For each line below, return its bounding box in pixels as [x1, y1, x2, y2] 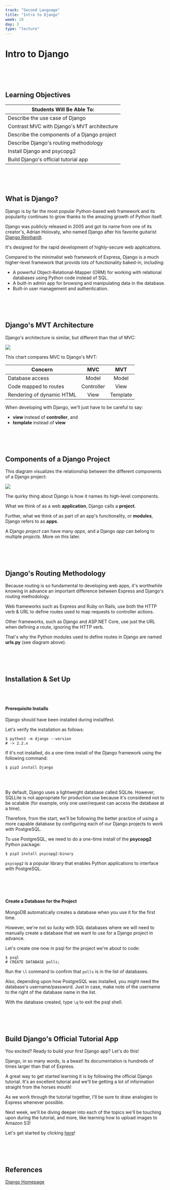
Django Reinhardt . [5, 234, 43, 240]
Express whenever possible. [5, 1099, 64, 1105]
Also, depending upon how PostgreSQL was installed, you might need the [5, 979, 159, 985]
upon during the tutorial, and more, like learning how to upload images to [5, 1115, 157, 1121]
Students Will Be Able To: [31, 105, 95, 113]
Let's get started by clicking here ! [5, 1130, 76, 1136]
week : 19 [5, 17, 24, 22]
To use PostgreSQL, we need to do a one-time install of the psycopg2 [5, 836, 152, 842]
